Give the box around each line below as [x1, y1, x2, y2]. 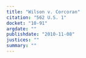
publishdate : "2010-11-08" [6, 31, 75, 37]
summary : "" [6, 43, 37, 49]
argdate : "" [6, 25, 37, 32]
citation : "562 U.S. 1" [6, 14, 67, 21]
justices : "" [6, 37, 40, 43]
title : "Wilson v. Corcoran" [6, 8, 81, 15]
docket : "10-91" [6, 20, 48, 26]
